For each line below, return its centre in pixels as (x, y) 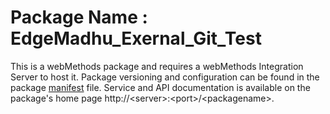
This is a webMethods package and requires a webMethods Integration (157, 66)
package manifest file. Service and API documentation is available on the (160, 87)
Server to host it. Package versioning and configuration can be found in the (165, 77)
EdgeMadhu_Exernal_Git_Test (136, 38)
